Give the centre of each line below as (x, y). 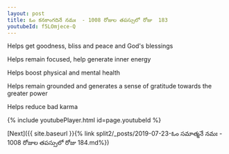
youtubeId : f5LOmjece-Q (42, 26)
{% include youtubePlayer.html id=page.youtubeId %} (84, 120)
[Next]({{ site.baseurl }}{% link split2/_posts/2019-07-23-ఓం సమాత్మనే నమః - (115, 134)
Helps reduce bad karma (43, 107)
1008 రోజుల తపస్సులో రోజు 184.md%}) (58, 143)
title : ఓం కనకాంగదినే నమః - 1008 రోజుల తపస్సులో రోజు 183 (87, 20)
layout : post (26, 13)
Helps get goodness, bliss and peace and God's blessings (90, 46)
